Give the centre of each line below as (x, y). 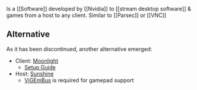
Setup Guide (40, 67)
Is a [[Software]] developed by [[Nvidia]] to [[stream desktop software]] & (99, 9)
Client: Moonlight (37, 61)
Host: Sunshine (34, 74)
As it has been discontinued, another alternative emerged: (79, 49)
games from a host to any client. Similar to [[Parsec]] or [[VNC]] (86, 15)
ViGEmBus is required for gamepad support (79, 80)
